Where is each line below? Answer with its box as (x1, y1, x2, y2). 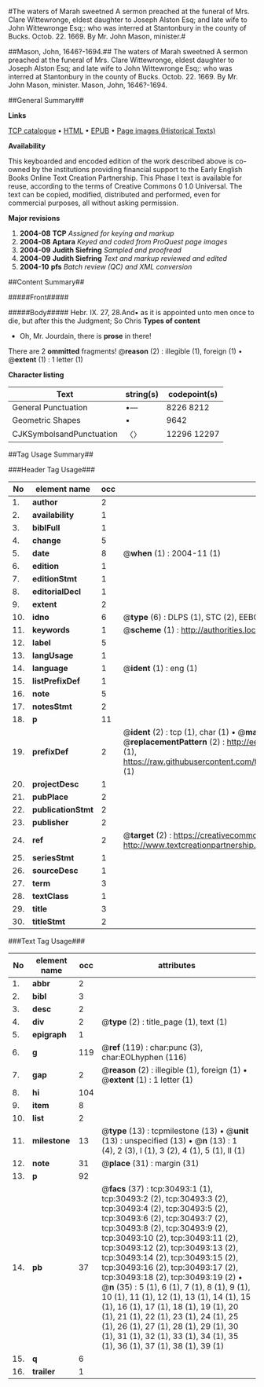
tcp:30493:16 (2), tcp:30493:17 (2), (101, 1262, 238, 1272)
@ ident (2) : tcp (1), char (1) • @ (123, 727, 246, 737)
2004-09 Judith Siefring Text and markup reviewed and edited (19, 254, 228, 262)
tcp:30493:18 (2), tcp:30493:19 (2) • (101, 1272, 243, 1282)
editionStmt (32, 574, 77, 584)
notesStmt (32, 701, 72, 712)
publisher (32, 817, 69, 827)
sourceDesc (32, 865, 79, 875)
